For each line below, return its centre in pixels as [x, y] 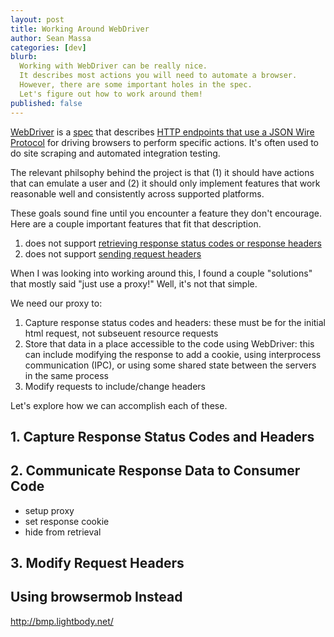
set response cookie [67, 521]
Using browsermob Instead [96, 597]
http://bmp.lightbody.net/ [62, 621]
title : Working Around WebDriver [80, 29]
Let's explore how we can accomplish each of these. [119, 405]
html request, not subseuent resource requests [121, 333]
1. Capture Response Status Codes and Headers [162, 436]
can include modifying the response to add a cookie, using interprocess [173, 354]
